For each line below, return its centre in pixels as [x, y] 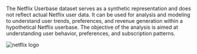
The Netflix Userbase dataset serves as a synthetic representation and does [99, 9]
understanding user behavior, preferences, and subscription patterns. [91, 33]
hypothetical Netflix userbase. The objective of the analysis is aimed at [92, 27]
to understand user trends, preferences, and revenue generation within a [94, 21]
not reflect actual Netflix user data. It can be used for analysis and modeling [98, 15]
